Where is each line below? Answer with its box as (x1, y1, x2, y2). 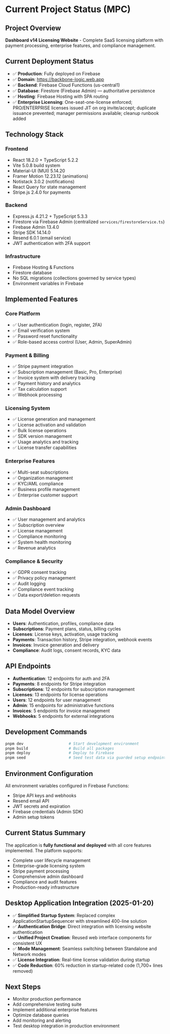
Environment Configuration (5, 769, 93, 778)
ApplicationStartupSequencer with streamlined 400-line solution (12, 918, 147, 924)
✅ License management (12, 527, 63, 533)
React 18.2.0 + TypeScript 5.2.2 (12, 157, 78, 163)
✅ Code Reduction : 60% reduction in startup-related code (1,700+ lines (12, 962, 163, 968)
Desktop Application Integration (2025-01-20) (5, 899, 154, 907)
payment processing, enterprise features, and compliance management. (5, 43, 156, 49)
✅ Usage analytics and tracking (12, 439, 79, 445)
